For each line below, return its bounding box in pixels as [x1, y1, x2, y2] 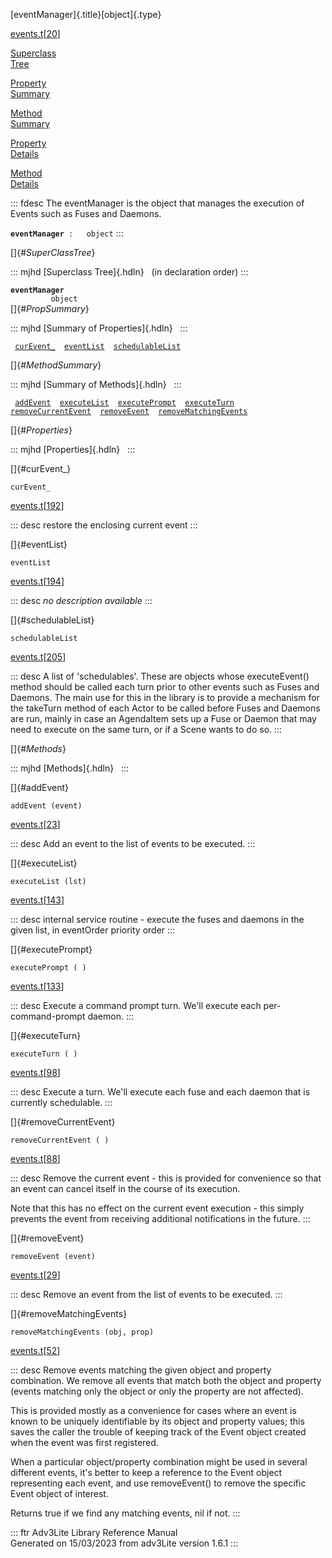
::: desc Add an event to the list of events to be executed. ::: [10, 838, 256, 849]
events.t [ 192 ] [10, 500, 65, 511]
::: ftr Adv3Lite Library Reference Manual [10, 1527, 178, 1538]
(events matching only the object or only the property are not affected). [10, 1385, 304, 1397]
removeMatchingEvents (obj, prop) [10, 1327, 155, 1337]
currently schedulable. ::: [10, 1097, 113, 1108]
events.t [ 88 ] [10, 1153, 61, 1164]
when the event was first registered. [10, 1437, 159, 1448]
